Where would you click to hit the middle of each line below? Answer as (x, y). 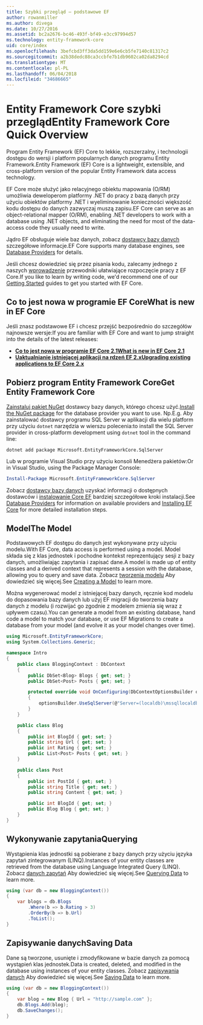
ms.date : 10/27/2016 (32, 29)
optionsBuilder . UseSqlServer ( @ (78, 703)
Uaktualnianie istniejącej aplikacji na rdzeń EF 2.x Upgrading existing (103, 357)
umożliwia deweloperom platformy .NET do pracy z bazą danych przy (93, 196)
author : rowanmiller (32, 18)
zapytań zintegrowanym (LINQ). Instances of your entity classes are (90, 860)
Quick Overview (47, 135)
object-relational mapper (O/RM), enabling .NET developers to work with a (98, 215)
